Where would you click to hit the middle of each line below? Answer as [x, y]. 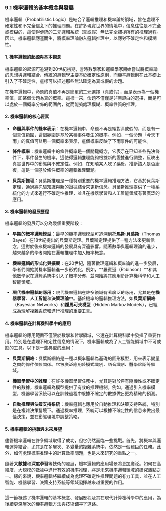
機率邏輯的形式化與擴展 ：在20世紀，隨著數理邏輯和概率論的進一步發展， [86, 263]
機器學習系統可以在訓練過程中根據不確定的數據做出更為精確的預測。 [90, 394]
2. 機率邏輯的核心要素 [27, 116]
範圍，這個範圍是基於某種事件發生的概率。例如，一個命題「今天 [90, 135]
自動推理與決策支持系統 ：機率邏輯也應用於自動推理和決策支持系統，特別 [86, 404]
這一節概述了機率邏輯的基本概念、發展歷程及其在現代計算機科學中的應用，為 [83, 498]
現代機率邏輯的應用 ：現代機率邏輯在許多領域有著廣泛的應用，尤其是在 [84, 292]
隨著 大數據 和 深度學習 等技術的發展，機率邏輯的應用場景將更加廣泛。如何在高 [83, 464]
